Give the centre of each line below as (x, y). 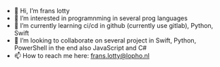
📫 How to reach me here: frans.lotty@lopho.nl (82, 55)
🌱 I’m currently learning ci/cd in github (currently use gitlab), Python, (114, 25)
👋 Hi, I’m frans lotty (42, 11)
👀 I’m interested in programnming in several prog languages (101, 18)
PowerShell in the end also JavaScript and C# (80, 48)
